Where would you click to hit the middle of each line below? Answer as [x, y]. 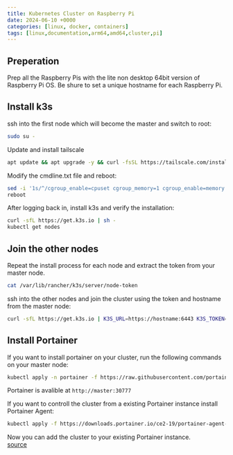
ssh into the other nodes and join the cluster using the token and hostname [114, 298]
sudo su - [21, 136]
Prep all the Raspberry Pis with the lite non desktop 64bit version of [104, 78]
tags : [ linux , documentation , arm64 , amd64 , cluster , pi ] [85, 33]
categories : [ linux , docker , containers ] [68, 26]
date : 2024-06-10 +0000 [42, 20]
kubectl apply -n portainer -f [52, 377]
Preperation [33, 61]
